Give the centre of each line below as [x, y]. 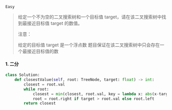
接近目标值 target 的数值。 [55, 23]
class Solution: [23, 75]
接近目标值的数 [43, 51]
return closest [40, 103]
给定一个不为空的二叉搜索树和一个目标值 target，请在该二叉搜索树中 [90, 17]
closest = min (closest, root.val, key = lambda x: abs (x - [96, 94]
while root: [37, 89]
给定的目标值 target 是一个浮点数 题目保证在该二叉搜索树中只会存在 [89, 45]
